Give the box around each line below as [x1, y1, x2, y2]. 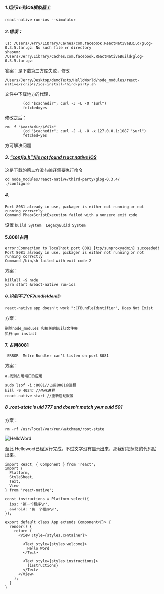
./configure [5, 181, 30, 186]
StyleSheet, [9, 475, 34, 480]
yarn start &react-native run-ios [5, 282, 76, 287]
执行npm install [5, 331, 37, 336]
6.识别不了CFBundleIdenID [5, 293, 61, 299]
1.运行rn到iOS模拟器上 [5, 4, 51, 10]
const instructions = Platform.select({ [5, 497, 90, 502]
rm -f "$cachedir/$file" [5, 124, 56, 129]
